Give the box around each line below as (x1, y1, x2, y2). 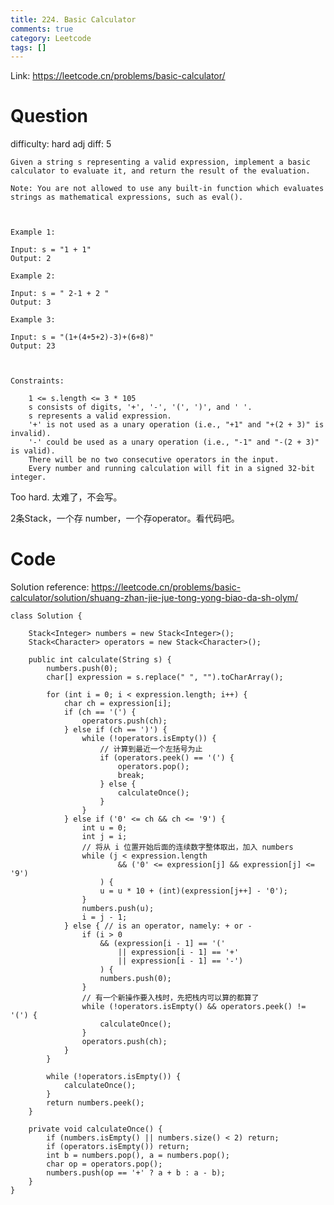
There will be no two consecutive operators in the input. (28, 455, 280, 465)
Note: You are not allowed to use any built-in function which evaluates (10, 184, 325, 194)
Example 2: (10, 271, 56, 281)
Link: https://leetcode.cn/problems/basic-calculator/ (10, 70, 226, 82)
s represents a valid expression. (28, 411, 172, 421)
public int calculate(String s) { (28, 655, 172, 665)
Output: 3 (10, 297, 52, 308)
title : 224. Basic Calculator (10, 14, 137, 25)
